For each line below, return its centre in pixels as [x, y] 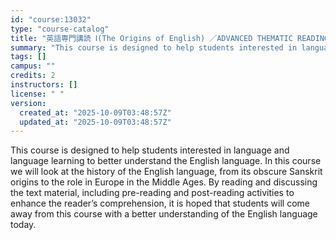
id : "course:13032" [51, 19]
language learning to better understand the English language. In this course [166, 161]
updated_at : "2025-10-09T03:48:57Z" [95, 122]
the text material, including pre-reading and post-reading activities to [152, 193]
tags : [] [28, 57]
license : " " [37, 94]
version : [28, 103]
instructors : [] [44, 85]
